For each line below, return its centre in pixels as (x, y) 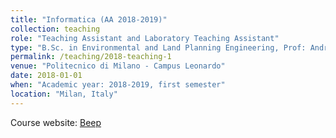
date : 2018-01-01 (46, 76)
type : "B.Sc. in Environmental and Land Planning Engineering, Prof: (158, 47)
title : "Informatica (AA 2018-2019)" (89, 19)
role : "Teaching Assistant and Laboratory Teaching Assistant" (145, 38)
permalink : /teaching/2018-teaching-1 (91, 57)
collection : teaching (55, 29)
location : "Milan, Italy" (64, 94)
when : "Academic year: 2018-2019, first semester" (118, 85)
